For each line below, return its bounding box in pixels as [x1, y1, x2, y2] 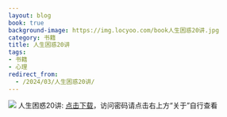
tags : [8, 48, 26, 56]
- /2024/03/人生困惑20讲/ [15, 77, 95, 85]
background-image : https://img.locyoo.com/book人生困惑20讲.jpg [8, 26, 220, 34]
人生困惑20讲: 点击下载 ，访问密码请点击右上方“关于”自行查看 [17, 100, 218, 110]
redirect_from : [8, 70, 59, 78]
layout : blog [8, 11, 52, 20]
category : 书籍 [8, 33, 56, 42]
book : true [8, 19, 44, 27]
